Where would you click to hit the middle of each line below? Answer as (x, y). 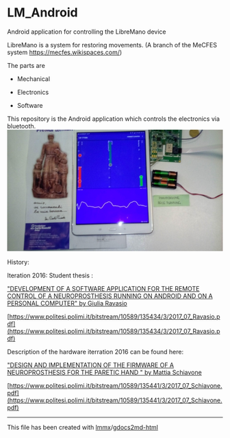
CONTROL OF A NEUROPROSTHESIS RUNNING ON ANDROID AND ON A (110, 296)
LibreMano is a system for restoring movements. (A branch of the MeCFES (112, 45)
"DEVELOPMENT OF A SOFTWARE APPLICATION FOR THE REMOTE (103, 289)
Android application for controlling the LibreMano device (87, 32)
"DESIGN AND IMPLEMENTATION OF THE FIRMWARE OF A (91, 365)
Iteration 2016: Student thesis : (50, 275)
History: (18, 262)
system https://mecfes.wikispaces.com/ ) (65, 52)
